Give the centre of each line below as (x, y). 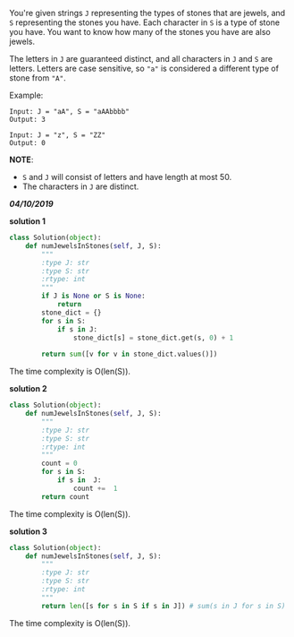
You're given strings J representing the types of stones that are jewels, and (147, 13)
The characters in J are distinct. (80, 186)
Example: (26, 95)
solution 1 (28, 221)
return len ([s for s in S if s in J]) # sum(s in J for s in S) (164, 606)
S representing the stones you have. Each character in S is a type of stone (144, 22)
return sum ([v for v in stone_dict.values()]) (130, 354)
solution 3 (28, 531)
